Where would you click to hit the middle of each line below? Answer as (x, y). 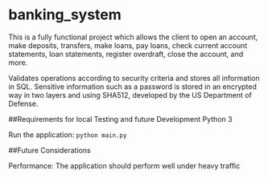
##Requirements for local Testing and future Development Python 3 (120, 119)
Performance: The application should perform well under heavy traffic (124, 165)
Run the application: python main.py (68, 135)
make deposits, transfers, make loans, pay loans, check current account (128, 45)
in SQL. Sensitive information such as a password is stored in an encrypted (133, 87)
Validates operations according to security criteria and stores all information (134, 78)
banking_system (65, 15)
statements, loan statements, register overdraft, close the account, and (126, 54)
